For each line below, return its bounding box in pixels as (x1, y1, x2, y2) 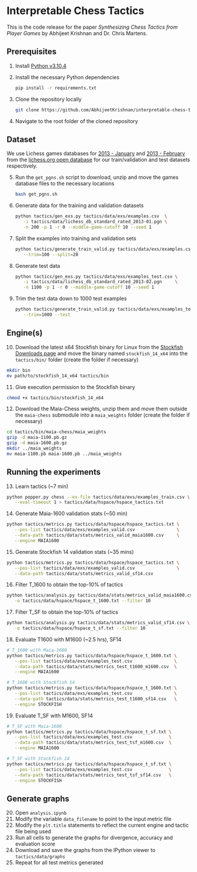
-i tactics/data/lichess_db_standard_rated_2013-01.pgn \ (23, 219, 168, 225)
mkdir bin (6, 367, 31, 373)
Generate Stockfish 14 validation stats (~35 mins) (15, 548, 134, 555)
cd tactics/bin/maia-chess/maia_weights (6, 429, 107, 435)
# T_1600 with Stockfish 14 (6, 680, 75, 686)
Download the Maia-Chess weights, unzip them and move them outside (15, 406, 188, 413)
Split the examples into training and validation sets (15, 234, 137, 241)
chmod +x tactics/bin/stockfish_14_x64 (6, 394, 104, 401)
